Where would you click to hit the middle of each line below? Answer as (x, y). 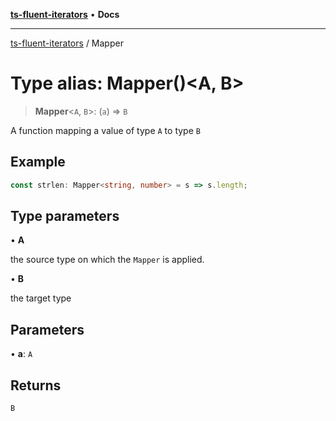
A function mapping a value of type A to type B (105, 130)
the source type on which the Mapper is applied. (107, 260)
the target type (41, 298)
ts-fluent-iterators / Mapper (67, 43)
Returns (36, 385)
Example (38, 162)
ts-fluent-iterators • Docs (65, 14)
